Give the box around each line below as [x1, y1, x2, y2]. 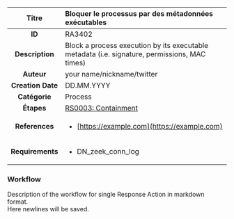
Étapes [22, 104, 47, 113]
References [15, 122, 54, 131]
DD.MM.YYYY [65, 81, 111, 90]
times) [65, 58, 86, 67]
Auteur [22, 70, 47, 79]
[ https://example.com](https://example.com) [76, 122, 223, 131]
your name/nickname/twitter [65, 70, 158, 79]
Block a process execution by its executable [65, 41, 209, 50]
